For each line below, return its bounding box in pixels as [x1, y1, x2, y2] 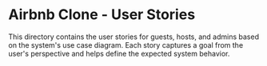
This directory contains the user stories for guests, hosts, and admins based [8, 32, 260, 41]
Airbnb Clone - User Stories [8, 6, 196, 24]
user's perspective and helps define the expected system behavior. [8, 49, 230, 58]
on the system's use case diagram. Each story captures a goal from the [8, 40, 244, 49]
